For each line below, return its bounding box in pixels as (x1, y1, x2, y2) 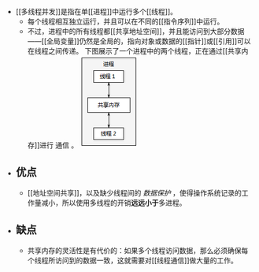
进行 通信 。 (39, 140, 79, 150)
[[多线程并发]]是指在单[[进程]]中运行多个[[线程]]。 (15, 7, 178, 16)
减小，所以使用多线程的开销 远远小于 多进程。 (41, 198, 187, 207)
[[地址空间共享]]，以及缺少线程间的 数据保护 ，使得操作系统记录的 (27, 188, 242, 197)
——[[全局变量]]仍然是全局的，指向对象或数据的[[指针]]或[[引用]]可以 (27, 36, 251, 46)
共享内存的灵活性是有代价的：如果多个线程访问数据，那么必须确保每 (27, 245, 249, 255)
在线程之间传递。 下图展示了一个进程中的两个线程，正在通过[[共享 (27, 47, 242, 55)
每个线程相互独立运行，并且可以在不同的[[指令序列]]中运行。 (27, 17, 224, 26)
